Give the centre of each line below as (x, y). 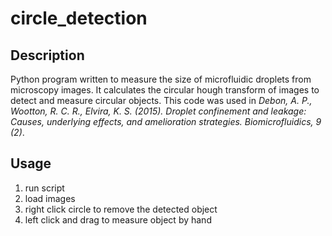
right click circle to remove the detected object (121, 209)
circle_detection (79, 18)
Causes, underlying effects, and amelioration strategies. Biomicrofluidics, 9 (166, 121)
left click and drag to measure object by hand (118, 219)
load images (50, 198)
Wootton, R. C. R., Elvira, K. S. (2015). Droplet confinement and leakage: (158, 111)
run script (44, 188)
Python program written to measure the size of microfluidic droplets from (161, 79)
